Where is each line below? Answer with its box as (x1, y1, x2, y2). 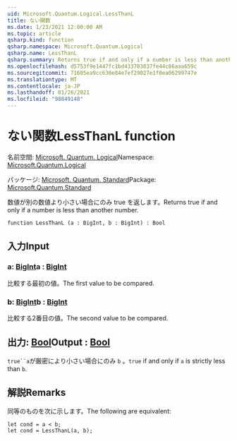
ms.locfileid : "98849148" (7, 96, 83, 103)
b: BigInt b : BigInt (7, 297, 68, 307)
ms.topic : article (7, 30, 61, 37)
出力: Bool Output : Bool (7, 337, 111, 349)
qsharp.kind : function (7, 37, 74, 44)
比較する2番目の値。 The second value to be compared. (7, 313, 169, 322)
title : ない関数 (7, 17, 51, 24)
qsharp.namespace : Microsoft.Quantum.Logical (7, 43, 143, 50)
